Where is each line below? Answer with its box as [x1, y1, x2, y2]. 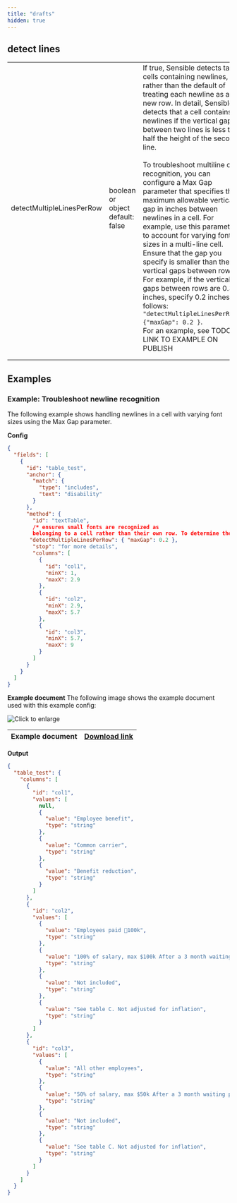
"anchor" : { [25, 471, 61, 478]
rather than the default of [142, 80, 226, 90]
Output [7, 749, 29, 758]
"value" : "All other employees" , [44, 1065, 143, 1072]
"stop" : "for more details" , [32, 543, 119, 550]
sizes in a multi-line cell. [142, 239, 224, 249]
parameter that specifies [142, 186, 224, 196]
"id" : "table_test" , [25, 464, 87, 471]
